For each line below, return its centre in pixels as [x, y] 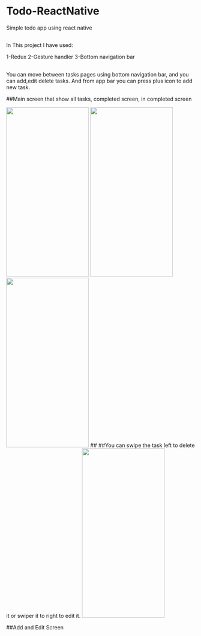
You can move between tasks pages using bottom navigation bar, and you [97, 74]
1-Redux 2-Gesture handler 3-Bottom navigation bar [70, 57]
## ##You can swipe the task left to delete [142, 445]
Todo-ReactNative [53, 11]
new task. [18, 87]
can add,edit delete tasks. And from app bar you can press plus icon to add [99, 81]
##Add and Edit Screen [35, 627]
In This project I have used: [40, 45]
